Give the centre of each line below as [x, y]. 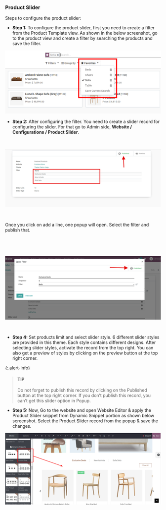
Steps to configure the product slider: [43, 18]
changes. [22, 426]
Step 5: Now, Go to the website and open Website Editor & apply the [82, 410]
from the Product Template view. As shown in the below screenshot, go [85, 33]
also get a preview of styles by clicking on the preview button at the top [85, 353]
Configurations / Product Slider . [46, 132]
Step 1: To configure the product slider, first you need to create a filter [83, 28]
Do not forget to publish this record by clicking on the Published [82, 390]
